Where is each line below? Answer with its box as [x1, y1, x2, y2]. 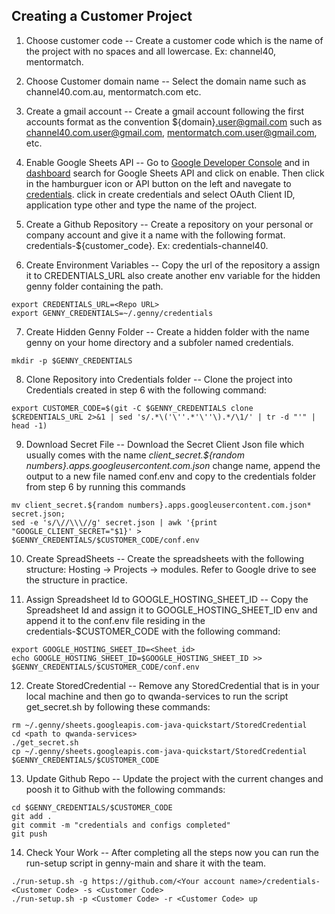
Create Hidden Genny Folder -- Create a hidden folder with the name [25, 325, 310, 338]
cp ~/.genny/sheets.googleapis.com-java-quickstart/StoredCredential [11, 746, 308, 756]
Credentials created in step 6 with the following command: [25, 384, 267, 396]
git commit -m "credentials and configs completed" [11, 820, 231, 830]
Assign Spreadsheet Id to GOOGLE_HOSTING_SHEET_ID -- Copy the [25, 593, 309, 605]
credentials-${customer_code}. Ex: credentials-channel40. [25, 239, 269, 251]
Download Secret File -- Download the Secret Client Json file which [25, 438, 305, 450]
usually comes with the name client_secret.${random [25, 449, 245, 461]
